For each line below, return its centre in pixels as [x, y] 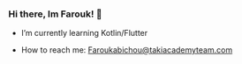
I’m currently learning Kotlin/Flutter [84, 33]
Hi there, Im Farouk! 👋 [55, 14]
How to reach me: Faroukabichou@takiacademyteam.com [127, 50]
